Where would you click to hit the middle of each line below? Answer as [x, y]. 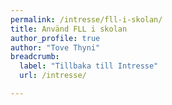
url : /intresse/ [53, 76]
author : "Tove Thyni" [55, 47]
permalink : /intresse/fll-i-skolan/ [86, 19]
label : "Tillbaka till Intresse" [89, 66]
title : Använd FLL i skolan [69, 29]
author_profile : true [55, 38]
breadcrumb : [35, 57]
